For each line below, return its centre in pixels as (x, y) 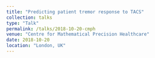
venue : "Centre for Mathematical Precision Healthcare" (78, 34)
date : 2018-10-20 (28, 40)
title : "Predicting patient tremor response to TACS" (75, 12)
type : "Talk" (23, 23)
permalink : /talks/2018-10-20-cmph (51, 29)
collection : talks (29, 18)
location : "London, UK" (36, 46)
